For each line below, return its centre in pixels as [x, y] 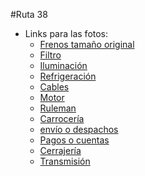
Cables [54, 87]
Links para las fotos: [66, 33]
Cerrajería [60, 150]
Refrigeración [68, 76]
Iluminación [63, 65]
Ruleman [58, 108]
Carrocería [62, 118]
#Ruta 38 [29, 14]
